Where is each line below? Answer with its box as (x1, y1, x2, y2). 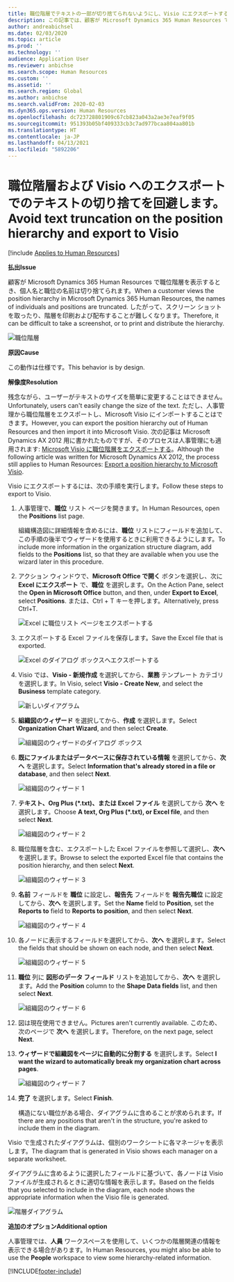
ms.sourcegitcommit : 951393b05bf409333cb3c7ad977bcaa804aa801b (8, 120, 195, 127)
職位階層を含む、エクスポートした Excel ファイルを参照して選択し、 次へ (17, 844, 226, 853)
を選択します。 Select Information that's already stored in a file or (26, 761, 216, 770)
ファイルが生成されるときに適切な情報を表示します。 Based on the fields (8, 1178, 215, 1186)
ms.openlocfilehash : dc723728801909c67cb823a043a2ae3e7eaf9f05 (8, 113, 195, 120)
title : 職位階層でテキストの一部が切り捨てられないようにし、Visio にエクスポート (8, 10, 219, 17)
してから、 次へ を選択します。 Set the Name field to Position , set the (17, 899, 215, 907)
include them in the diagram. (17, 1123, 100, 1132)
